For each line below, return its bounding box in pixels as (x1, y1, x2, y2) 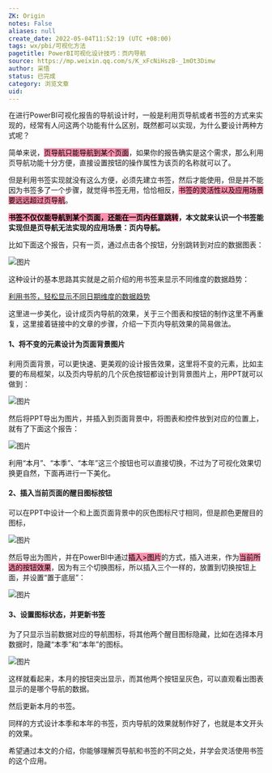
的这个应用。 (8, 755, 51, 766)
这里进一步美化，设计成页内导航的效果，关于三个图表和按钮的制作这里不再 (8, 309, 257, 318)
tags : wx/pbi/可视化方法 (8, 42, 87, 50)
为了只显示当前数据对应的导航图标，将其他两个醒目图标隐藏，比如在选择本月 (8, 629, 264, 638)
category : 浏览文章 (8, 79, 70, 88)
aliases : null (8, 27, 57, 35)
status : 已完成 (8, 72, 56, 80)
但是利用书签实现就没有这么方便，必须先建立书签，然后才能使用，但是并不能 (8, 175, 264, 185)
